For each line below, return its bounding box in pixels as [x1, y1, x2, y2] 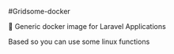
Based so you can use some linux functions [8, 37, 150, 46]
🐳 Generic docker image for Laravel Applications [8, 22, 166, 31]
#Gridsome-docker [8, 7, 71, 16]
